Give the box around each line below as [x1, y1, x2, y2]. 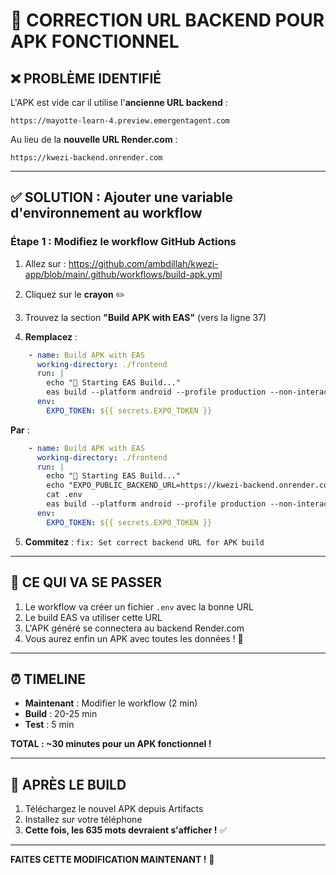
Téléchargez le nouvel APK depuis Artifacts [24, 803, 204, 815]
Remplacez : [24, 330, 78, 343]
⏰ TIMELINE [10, 670, 87, 688]
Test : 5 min [24, 719, 75, 731]
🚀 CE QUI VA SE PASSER [10, 574, 163, 591]
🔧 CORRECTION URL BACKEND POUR [10, 9, 325, 32]
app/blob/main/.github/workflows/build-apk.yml [24, 268, 223, 280]
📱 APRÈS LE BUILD [10, 776, 127, 793]
